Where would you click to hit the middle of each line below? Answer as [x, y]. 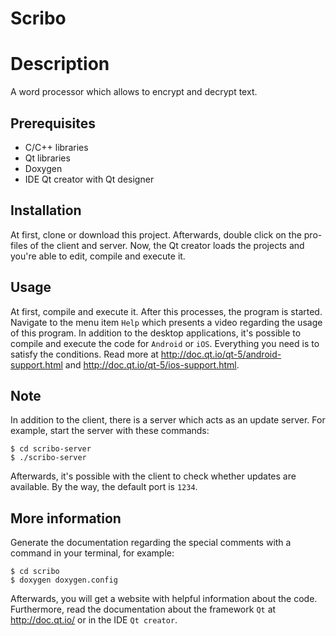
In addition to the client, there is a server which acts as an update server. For [168, 420]
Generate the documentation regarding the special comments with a [151, 543]
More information [66, 518]
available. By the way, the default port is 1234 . [104, 487]
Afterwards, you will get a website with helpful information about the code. [164, 599]
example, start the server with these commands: [110, 431]
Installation [46, 210]
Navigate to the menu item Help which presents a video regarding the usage [166, 322]
